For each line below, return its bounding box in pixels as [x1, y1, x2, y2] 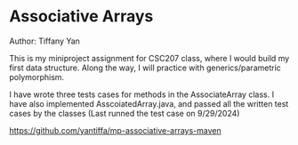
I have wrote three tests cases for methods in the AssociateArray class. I [9, 89, 274, 100]
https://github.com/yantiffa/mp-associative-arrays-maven [9, 125, 222, 135]
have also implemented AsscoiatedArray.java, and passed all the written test [9, 98, 289, 109]
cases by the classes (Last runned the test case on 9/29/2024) [9, 108, 240, 118]
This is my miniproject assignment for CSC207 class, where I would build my [9, 52, 290, 63]
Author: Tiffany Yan [9, 36, 80, 46]
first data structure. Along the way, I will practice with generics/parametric [9, 62, 282, 73]
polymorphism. [9, 71, 65, 82]
